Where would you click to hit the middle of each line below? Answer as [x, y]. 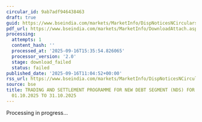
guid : [13, 23]
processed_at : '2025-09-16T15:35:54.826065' [68, 51]
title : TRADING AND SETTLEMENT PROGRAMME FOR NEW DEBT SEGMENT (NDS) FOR [101, 90]
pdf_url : [17, 29]
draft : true [21, 17]
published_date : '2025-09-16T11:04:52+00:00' [64, 73]
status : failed [31, 68]
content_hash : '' [33, 46]
